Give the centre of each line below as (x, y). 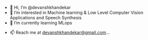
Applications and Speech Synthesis (46, 18)
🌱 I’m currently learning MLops (41, 23)
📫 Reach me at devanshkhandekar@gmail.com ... (60, 32)
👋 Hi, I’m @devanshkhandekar (40, 7)
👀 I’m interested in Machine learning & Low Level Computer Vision (76, 13)
